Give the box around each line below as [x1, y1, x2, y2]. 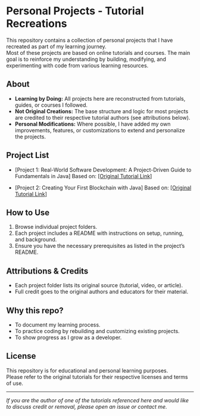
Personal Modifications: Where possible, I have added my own [14, 120, 171, 128]
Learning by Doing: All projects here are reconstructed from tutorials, [14, 95, 186, 102]
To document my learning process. [14, 321, 101, 328]
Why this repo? [6, 305, 64, 315]
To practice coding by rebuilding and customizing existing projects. [14, 328, 180, 334]
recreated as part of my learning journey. [6, 43, 107, 50]
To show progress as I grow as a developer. [14, 334, 122, 341]
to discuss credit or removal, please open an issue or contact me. [6, 403, 168, 410]
